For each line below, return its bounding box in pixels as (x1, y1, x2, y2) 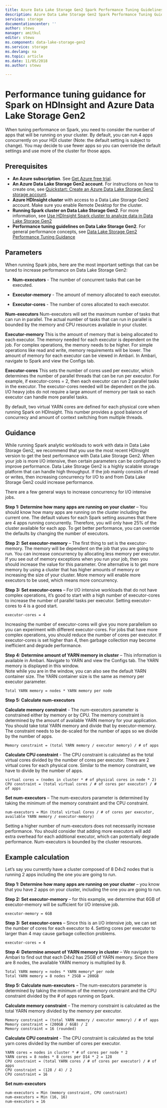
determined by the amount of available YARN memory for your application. (5, 717, 158, 723)
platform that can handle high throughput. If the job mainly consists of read (5, 468, 159, 474)
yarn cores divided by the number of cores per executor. (5, 1041, 121, 1047)
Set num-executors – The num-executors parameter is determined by (5, 794, 149, 800)
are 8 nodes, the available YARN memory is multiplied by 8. (5, 960, 126, 966)
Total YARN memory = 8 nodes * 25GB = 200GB (5, 974, 99, 979)
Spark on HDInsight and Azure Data (5, 99, 155, 111)
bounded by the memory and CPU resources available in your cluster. (5, 322, 148, 328)
